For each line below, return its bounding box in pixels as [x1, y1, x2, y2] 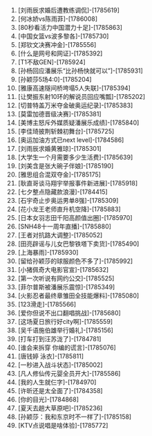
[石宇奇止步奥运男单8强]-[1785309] [17, 197, 119, 204]
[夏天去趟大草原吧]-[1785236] [17, 404, 103, 412]
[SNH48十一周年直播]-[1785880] [17, 222, 111, 230]
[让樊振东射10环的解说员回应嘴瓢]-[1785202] [17, 93, 146, 100]
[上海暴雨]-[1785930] [17, 248, 79, 256]
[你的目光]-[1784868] [17, 395, 79, 403]
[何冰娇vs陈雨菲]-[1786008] [17, 15, 98, 23]
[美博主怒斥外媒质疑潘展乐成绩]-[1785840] [17, 118, 140, 127]
